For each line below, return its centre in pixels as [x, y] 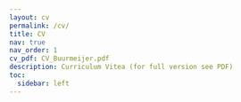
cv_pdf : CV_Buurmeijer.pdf [59, 59]
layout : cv [29, 17]
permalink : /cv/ [39, 26]
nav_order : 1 [33, 51]
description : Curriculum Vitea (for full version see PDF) [121, 67]
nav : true [28, 42]
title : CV [28, 34]
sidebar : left [43, 83]
